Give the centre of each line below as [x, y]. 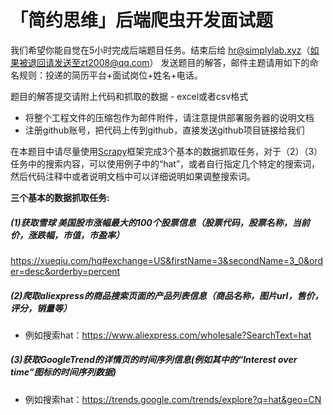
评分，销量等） [41, 308]
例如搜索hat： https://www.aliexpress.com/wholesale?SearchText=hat [168, 335]
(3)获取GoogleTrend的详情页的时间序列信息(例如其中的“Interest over [154, 360]
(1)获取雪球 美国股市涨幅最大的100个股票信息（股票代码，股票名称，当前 [160, 222]
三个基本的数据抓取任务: [60, 197]
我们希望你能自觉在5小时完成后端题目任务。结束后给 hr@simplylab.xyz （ [160, 50]
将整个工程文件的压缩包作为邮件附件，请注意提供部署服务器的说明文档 [169, 117]
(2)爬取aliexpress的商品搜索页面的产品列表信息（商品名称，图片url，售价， [167, 295]
